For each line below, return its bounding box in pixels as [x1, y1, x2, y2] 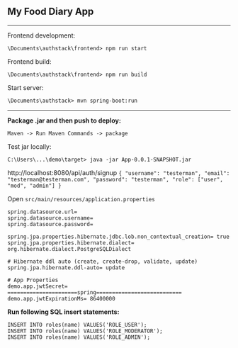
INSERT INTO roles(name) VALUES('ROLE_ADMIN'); [7, 333, 151, 341]
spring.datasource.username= [7, 214, 93, 222]
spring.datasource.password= [7, 220, 93, 228]
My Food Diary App [7, 6, 94, 18]
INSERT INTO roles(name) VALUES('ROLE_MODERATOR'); [7, 327, 163, 335]
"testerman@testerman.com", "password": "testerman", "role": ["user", [7, 176, 223, 183]
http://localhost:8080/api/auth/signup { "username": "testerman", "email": [7, 168, 230, 176]
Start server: [7, 83, 44, 91]
